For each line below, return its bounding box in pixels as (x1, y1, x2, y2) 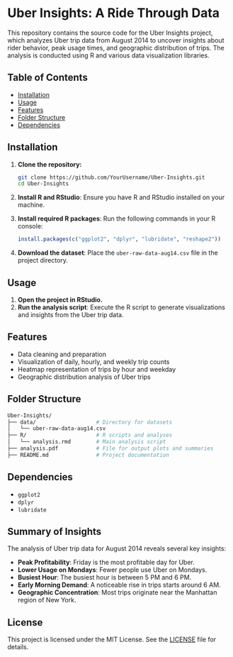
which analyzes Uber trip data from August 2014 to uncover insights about (7, 35, 225, 44)
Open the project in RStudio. (17, 296, 103, 304)
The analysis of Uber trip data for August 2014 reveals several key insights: (7, 544, 227, 553)
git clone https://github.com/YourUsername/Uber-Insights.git (17, 174, 205, 181)
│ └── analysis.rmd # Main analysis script (7, 438, 166, 446)
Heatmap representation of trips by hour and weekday (17, 365, 176, 373)
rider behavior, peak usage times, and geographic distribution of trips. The (7, 43, 225, 52)
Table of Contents (7, 72, 89, 84)
